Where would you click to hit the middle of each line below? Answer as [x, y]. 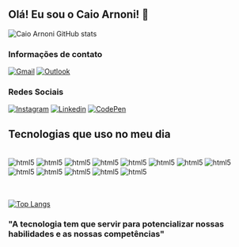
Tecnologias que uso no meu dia [89, 134]
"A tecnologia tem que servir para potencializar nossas [116, 224]
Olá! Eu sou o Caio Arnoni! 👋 [78, 15]
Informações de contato [55, 54]
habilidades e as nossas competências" [86, 234]
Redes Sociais [36, 92]
